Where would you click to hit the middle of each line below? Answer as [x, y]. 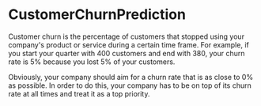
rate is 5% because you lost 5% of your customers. [92, 62]
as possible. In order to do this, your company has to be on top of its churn [130, 85]
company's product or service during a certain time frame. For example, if [129, 44]
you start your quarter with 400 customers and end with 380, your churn [127, 53]
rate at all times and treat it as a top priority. [79, 93]
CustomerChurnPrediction [97, 15]
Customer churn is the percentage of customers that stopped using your [127, 36]
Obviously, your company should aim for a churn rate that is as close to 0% [131, 77]
